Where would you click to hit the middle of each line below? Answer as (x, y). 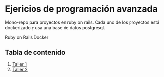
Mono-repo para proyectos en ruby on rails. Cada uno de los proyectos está (82, 22)
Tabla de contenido (35, 52)
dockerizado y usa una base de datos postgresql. (55, 27)
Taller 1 (19, 64)
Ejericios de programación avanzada (81, 9)
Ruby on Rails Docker (27, 37)
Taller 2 (20, 69)
